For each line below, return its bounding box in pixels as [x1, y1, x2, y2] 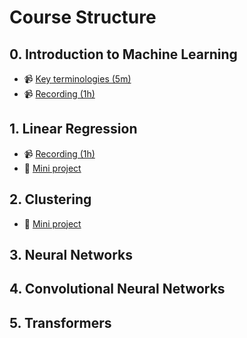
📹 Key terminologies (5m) [23, 73, 132, 85]
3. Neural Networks [9, 247, 134, 264]
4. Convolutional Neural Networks [9, 281, 226, 298]
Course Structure [9, 6, 157, 29]
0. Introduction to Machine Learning [9, 46, 238, 63]
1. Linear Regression [9, 121, 138, 138]
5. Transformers [9, 314, 112, 331]
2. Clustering [9, 191, 92, 208]
